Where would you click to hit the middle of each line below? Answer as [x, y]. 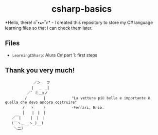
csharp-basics [82, 9]
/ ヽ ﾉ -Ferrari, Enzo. [63, 107]
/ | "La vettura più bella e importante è [88, 98]
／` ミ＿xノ [37, 93]
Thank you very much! [40, 70]
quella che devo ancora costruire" [41, 102]
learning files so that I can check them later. [49, 28]
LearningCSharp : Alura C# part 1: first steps [55, 55]
